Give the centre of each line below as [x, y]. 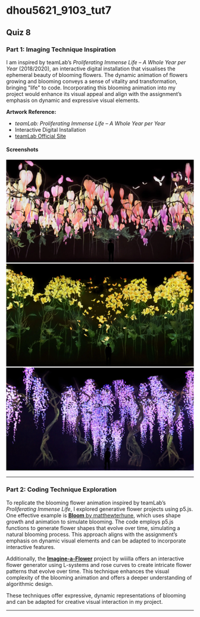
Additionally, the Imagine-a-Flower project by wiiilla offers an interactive [95, 559]
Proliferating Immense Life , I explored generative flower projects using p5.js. [100, 509]
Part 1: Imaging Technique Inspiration [61, 49]
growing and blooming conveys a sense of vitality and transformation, [92, 81]
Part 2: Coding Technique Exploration [62, 489]
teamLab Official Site [40, 136]
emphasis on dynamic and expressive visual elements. [73, 100]
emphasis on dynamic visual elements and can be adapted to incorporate [96, 541]
